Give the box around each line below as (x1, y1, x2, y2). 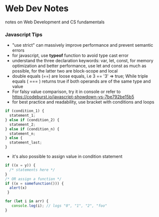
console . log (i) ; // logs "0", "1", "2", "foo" (11, 203, 108, 208)
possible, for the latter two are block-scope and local (12, 68, 118, 74)
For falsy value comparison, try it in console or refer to (12, 89, 121, 95)
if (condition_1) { (5, 108, 45, 113)
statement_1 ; (9, 113, 36, 118)
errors (12, 47, 25, 54)
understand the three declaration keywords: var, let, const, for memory (12, 58, 154, 64)
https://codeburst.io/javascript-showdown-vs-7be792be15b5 (12, 94, 134, 100)
